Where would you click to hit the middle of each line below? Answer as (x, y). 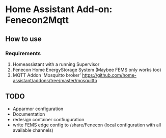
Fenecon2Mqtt (37, 20)
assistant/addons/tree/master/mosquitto (55, 80)
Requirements (23, 53)
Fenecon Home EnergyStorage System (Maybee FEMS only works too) (87, 70)
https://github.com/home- (109, 75)
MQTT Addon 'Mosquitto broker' (47, 75)
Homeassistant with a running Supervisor (56, 64)
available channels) (33, 130)
